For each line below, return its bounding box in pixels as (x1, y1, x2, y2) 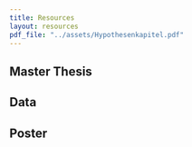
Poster (9, 125, 48, 141)
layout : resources (9, 22, 79, 31)
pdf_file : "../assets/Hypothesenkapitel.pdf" (9, 30, 184, 39)
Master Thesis (9, 64, 92, 79)
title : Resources (9, 13, 75, 23)
